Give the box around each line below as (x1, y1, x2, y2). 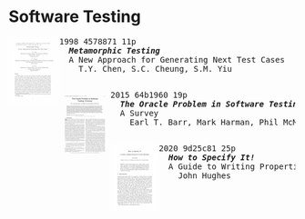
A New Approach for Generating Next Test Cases (68, 55, 286, 65)
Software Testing (8, 6, 142, 27)
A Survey (119, 107, 159, 118)
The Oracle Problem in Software (119, 98, 265, 109)
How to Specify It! (168, 152, 256, 163)
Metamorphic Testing (68, 45, 161, 55)
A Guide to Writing (168, 161, 256, 172)
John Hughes (178, 170, 231, 181)
